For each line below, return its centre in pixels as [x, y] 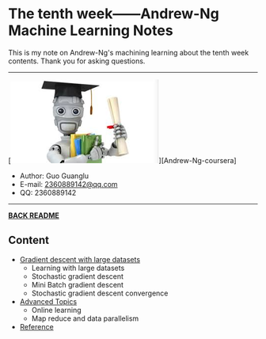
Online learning [56, 310]
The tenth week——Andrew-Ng [114, 14]
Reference [36, 326]
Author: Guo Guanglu [54, 176]
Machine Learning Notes [91, 30]
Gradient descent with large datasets [80, 259]
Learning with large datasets [78, 268]
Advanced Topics [48, 301]
